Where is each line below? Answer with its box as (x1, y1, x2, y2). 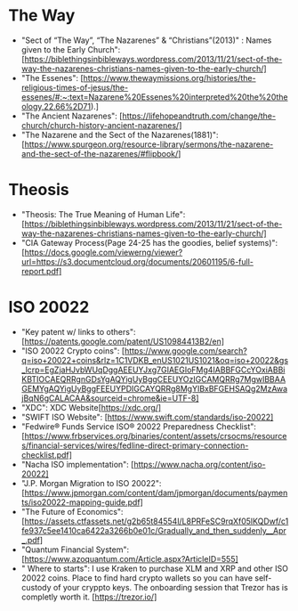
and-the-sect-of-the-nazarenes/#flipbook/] (20, 148, 181, 159)
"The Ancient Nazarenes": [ (20, 110, 123, 121)
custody (20, 582, 52, 592)
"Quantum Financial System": (20, 544, 130, 555)
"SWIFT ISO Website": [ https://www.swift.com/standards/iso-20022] (20, 411, 274, 422)
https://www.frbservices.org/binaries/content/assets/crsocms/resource (24, 430, 287, 441)
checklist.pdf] (20, 449, 73, 460)
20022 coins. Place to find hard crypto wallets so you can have (20, 572, 254, 583)
